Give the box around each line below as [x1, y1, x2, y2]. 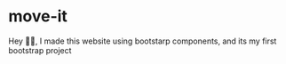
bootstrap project [8, 44, 72, 55]
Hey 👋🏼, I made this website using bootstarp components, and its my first [8, 36, 277, 46]
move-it [8, 6, 68, 27]
